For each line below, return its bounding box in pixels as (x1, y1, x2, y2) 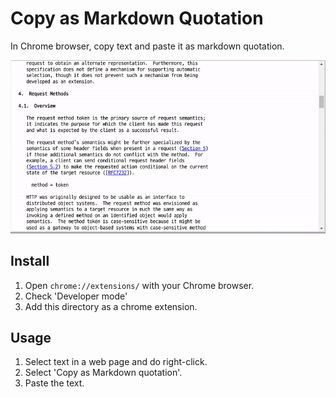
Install (10, 253, 50, 270)
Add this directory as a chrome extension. (24, 300, 198, 312)
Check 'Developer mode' (24, 290, 128, 302)
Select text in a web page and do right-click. (24, 356, 208, 368)
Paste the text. (24, 377, 85, 389)
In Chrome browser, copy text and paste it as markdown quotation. (10, 40, 285, 52)
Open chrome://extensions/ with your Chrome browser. (24, 279, 255, 291)
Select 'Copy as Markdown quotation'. (24, 367, 183, 379)
